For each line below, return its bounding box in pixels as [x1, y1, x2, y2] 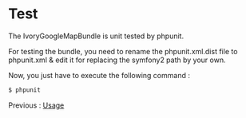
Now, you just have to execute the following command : [8, 70, 190, 80]
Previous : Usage [8, 100, 65, 110]
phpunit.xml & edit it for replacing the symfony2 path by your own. [8, 55, 226, 65]
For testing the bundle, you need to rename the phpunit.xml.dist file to [8, 46, 238, 56]
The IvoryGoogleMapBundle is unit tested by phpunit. [8, 31, 184, 41]
